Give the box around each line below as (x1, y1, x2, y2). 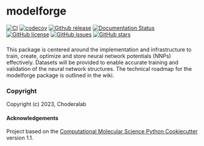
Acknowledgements (6, 114, 59, 122)
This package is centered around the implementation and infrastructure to (6, 45, 192, 53)
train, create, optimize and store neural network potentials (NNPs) (6, 52, 172, 59)
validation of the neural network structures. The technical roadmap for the (6, 65, 192, 72)
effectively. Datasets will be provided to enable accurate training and (6, 59, 178, 66)
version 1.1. (6, 134, 33, 142)
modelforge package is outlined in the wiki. (6, 71, 114, 79)
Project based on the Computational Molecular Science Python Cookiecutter (6, 128, 198, 135)
